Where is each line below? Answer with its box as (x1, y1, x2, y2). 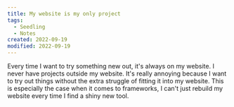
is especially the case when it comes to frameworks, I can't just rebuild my (7, 85, 223, 92)
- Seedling (13, 23, 46, 30)
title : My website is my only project (7, 10, 121, 17)
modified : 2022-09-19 (7, 43, 71, 50)
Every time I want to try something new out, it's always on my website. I (7, 62, 214, 70)
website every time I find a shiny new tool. (7, 92, 129, 100)
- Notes (13, 29, 37, 37)
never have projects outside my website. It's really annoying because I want (7, 69, 227, 78)
